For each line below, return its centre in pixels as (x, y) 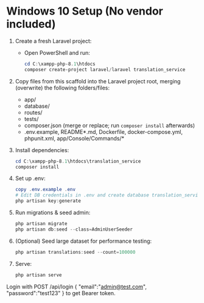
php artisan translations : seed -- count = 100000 (75, 252)
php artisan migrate (41, 224)
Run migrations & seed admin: (53, 213)
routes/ (33, 112)
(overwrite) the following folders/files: (62, 88)
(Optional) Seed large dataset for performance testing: (83, 241)
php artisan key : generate (48, 201)
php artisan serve (38, 275)
